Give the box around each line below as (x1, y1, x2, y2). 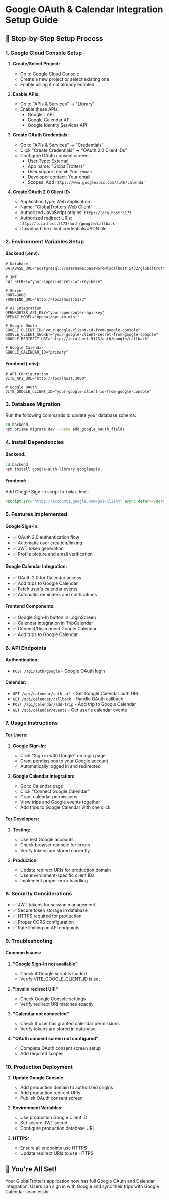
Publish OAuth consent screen (20, 1095, 83, 1101)
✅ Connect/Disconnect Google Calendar (12, 625, 97, 631)
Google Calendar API (27, 117, 71, 123)
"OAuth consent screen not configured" (12, 1035, 99, 1041)
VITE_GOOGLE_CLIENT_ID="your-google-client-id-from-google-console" (5, 389, 152, 394)
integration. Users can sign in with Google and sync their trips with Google (5, 1183, 159, 1189)
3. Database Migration (5, 401, 61, 408)
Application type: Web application (20, 198, 91, 204)
